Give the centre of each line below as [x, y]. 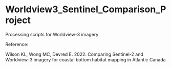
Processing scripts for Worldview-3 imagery [52, 34]
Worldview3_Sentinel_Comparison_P [86, 9]
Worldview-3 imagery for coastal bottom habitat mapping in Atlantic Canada [85, 59]
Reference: [17, 44]
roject [18, 20]
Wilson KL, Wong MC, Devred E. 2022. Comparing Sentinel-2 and [74, 54]
